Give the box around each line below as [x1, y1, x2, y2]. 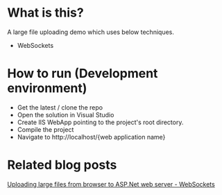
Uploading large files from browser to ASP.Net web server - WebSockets [7, 180, 215, 188]
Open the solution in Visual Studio [17, 110, 114, 119]
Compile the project [17, 125, 74, 133]
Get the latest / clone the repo [17, 103, 103, 112]
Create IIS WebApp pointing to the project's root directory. [17, 118, 184, 126]
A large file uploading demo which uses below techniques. [7, 28, 175, 36]
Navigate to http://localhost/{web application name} [17, 133, 166, 141]
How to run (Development [7, 66, 158, 81]
